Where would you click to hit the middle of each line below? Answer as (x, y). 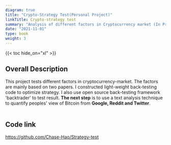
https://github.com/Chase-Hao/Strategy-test (52, 137)
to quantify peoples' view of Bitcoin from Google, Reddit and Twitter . (78, 103)
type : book (17, 34)
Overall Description (37, 69)
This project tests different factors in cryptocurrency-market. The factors (82, 81)
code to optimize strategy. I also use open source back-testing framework (83, 92)
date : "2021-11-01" (26, 29)
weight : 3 (16, 39)
